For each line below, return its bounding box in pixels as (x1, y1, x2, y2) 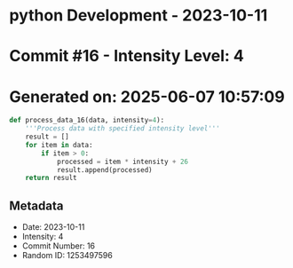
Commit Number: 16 (21, 240, 96, 251)
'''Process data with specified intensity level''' (25, 124, 220, 133)
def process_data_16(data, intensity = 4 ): (9, 116, 165, 125)
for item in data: (25, 140, 93, 149)
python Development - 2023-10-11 (9, 5, 268, 26)
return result (25, 174, 77, 183)
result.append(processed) (56, 165, 153, 174)
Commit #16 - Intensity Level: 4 (9, 46, 244, 67)
